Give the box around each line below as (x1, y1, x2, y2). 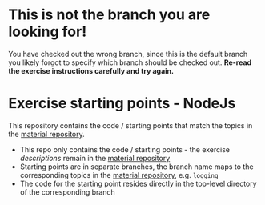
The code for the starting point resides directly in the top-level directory (19, 179, 258, 188)
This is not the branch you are (8, 6, 211, 24)
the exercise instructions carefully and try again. (8, 66, 175, 75)
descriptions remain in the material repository (19, 153, 171, 163)
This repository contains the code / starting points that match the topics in (8, 120, 253, 130)
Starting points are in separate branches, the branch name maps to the (19, 162, 254, 171)
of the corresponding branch (19, 187, 115, 197)
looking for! (8, 22, 87, 41)
